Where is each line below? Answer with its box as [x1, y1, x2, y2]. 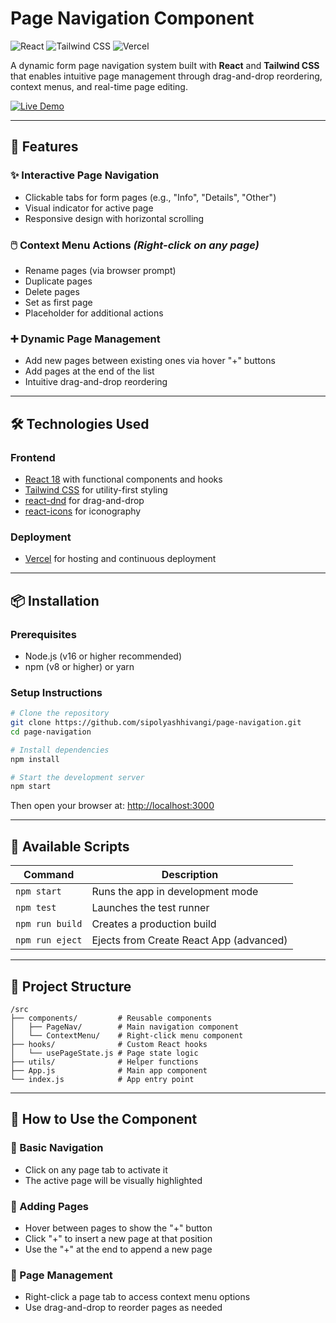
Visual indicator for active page [24, 202, 154, 214]
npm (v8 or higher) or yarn [24, 660, 135, 672]
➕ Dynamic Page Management [10, 332, 161, 346]
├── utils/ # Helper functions [10, 1057, 199, 1067]
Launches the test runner [91, 901, 210, 915]
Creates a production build [91, 917, 217, 931]
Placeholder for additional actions [24, 307, 164, 319]
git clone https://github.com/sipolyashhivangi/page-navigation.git [10, 718, 302, 728]
